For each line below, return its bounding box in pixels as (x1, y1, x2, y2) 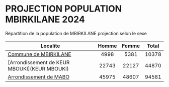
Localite (40, 42, 60, 49)
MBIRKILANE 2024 (5, 14, 86, 25)
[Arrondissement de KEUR (8, 59, 70, 66)
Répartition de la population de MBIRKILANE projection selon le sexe (5, 30, 147, 36)
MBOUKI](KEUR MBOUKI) (8, 65, 69, 72)
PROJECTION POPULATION (5, 3, 122, 15)
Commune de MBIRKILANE (8, 51, 71, 58)
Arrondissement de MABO (8, 73, 69, 80)
